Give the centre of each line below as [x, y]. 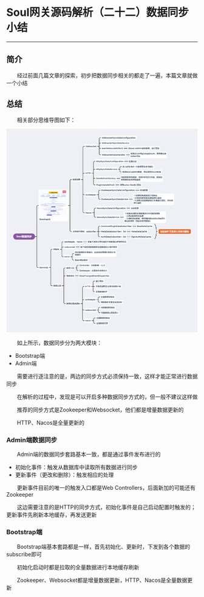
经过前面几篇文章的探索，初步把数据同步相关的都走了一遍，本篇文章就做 [107, 75]
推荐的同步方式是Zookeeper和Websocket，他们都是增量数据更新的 [100, 410]
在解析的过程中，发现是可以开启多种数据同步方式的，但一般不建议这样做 [107, 397]
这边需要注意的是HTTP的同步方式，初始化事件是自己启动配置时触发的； [107, 507]
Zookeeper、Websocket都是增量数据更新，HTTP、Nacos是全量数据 [102, 580]
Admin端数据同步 [32, 440]
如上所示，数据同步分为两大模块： [59, 343]
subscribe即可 [24, 554]
